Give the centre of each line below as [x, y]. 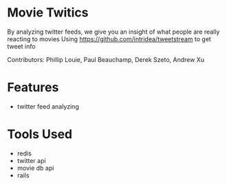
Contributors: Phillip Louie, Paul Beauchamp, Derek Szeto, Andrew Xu [106, 59]
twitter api [31, 160]
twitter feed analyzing [48, 106]
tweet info [21, 46]
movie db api [35, 168]
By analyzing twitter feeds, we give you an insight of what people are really [113, 32]
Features [33, 88]
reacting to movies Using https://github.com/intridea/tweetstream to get [109, 39]
